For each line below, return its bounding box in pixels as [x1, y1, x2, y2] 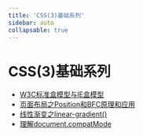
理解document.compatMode [19, 119, 112, 129]
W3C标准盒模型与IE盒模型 [19, 90, 104, 99]
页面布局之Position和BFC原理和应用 [19, 100, 136, 109]
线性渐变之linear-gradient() [19, 109, 108, 119]
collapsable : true [8, 26, 68, 34]
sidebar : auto [8, 19, 55, 27]
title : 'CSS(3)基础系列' [8, 11, 85, 20]
